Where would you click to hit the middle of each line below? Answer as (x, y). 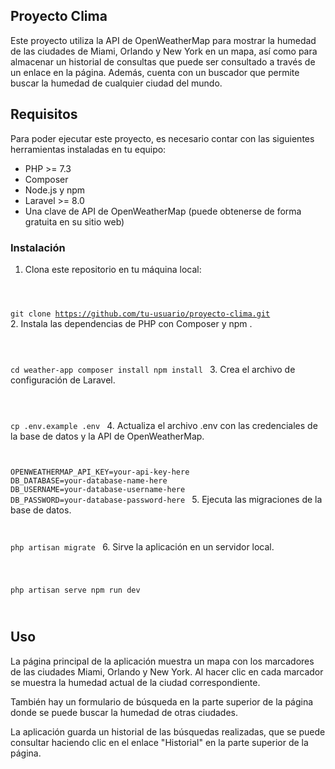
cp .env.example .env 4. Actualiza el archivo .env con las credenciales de (164, 425)
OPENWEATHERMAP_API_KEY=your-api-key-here (100, 472)
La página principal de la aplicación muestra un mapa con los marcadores (162, 661)
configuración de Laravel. (63, 380)
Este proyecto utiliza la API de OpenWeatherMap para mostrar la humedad (163, 40)
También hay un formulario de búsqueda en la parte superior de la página (162, 701)
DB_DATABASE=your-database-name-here (89, 480)
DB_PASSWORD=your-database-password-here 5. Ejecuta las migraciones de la (166, 499)
